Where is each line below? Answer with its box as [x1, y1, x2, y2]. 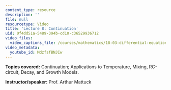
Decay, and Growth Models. [20, 69, 79, 75]
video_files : [5, 36, 33, 41]
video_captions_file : [10, 40, 56, 46]
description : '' [5, 12, 40, 17]
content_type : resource [5, 7, 56, 13]
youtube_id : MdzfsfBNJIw [10, 50, 63, 55]
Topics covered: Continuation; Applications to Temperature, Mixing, [5, 64, 148, 70]
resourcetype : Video [5, 21, 49, 27]
